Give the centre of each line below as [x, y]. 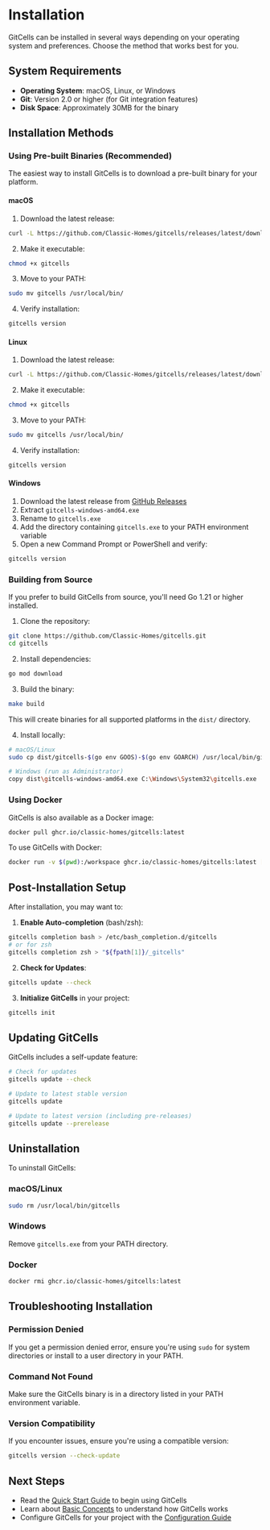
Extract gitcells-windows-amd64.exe [80, 510]
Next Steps [37, 1481]
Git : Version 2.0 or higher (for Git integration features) [109, 99]
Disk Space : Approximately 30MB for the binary [99, 107]
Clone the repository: [55, 622]
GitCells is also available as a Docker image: [81, 817]
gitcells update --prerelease [59, 1123]
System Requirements [65, 71]
